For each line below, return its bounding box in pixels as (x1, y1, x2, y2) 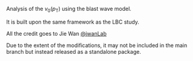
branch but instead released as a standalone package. (6, 48, 142, 55)
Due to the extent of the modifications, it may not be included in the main (6, 42, 188, 49)
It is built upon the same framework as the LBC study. (6, 18, 140, 25)
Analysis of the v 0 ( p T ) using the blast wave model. (6, 5, 131, 14)
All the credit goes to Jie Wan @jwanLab (6, 30, 107, 37)
